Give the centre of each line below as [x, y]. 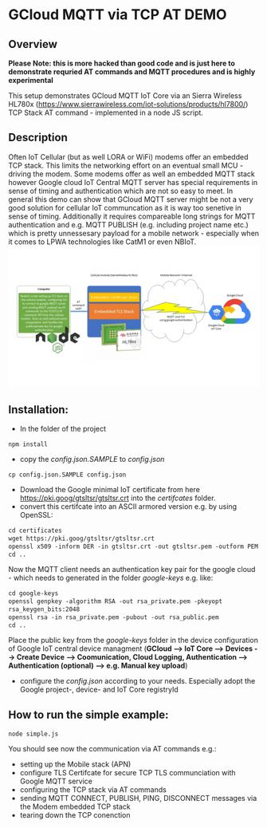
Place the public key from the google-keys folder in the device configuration [133, 641]
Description [38, 138]
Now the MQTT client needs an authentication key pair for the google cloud [132, 570]
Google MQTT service [56, 781]
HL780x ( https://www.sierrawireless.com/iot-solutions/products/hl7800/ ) [128, 104]
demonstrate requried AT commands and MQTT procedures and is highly [132, 72]
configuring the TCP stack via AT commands [93, 789]
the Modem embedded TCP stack [75, 806]
